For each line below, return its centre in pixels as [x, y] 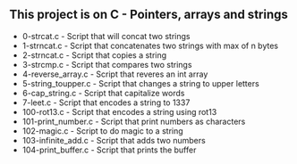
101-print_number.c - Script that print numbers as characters [134, 121]
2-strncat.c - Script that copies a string [94, 55]
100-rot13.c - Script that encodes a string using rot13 [119, 111]
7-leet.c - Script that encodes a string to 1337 [106, 102]
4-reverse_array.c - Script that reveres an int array [115, 74]
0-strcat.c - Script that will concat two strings [106, 36]
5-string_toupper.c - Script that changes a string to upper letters [140, 83]
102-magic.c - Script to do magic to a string [102, 131]
